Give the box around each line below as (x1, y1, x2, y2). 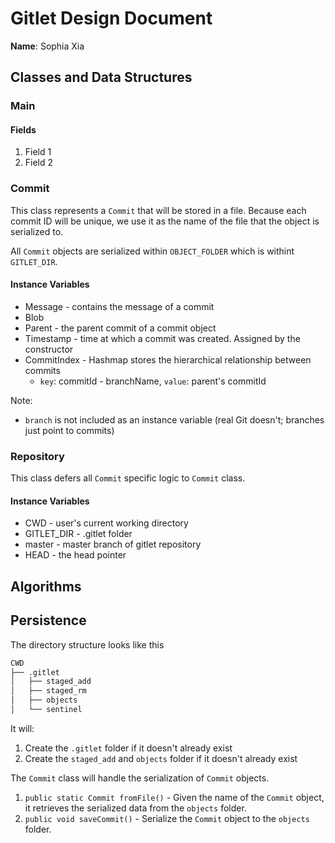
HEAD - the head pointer (24, 549, 127, 561)
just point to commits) (24, 424, 115, 436)
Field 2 (24, 157, 54, 169)
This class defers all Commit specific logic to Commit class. (10, 472, 246, 484)
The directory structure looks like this (10, 638, 165, 651)
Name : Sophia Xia (10, 40, 85, 52)
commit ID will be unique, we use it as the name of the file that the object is (10, 215, 320, 227)
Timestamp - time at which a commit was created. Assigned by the (24, 332, 301, 344)
